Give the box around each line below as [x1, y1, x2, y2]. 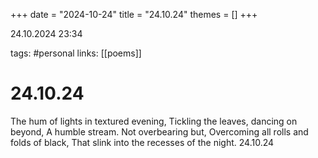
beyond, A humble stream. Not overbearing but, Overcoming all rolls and [10, 125, 309, 138]
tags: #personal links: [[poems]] [10, 47, 142, 59]
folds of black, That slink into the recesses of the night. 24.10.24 [10, 136, 275, 148]
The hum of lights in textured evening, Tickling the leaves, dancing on [10, 115, 298, 127]
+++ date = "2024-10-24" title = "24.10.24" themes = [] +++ [10, 9, 258, 20]
